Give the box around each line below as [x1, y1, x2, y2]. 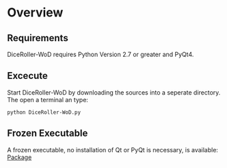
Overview [7, 5, 64, 21]
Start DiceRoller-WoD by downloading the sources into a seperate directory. [7, 88, 221, 97]
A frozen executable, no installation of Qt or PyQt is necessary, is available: [7, 145, 219, 154]
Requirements [7, 32, 68, 44]
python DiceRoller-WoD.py [7, 108, 81, 116]
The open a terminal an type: [7, 95, 89, 104]
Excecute [7, 70, 48, 82]
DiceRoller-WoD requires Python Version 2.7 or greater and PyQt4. [7, 50, 194, 58]
